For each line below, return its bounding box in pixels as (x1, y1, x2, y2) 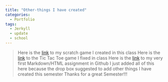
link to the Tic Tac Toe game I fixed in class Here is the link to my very (17, 55, 163, 61)
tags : (5, 21, 17, 27)
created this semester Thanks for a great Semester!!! (17, 71, 128, 77)
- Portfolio (10, 17, 35, 22)
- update (10, 31, 28, 36)
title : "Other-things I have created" (5, 7, 87, 13)
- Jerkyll (10, 26, 30, 31)
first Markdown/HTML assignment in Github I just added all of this (17, 60, 155, 66)
